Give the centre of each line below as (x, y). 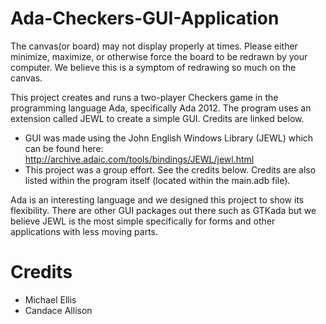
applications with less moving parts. (84, 231)
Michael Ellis (50, 299)
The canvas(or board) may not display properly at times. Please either (154, 46)
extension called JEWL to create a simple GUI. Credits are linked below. (157, 118)
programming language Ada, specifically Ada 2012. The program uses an (161, 108)
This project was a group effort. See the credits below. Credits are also (170, 169)
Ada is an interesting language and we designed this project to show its (157, 199)
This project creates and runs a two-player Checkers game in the (144, 97)
